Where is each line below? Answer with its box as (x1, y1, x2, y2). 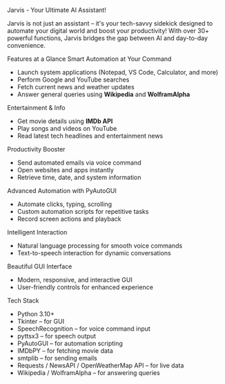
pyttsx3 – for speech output (17, 332, 97, 340)
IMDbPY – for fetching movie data (17, 347, 114, 355)
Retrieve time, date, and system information (17, 173, 141, 181)
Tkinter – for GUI (17, 318, 64, 325)
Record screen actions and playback (17, 214, 121, 223)
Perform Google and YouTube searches (17, 75, 130, 84)
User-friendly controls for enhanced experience (17, 283, 154, 291)
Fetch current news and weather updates (17, 83, 135, 91)
